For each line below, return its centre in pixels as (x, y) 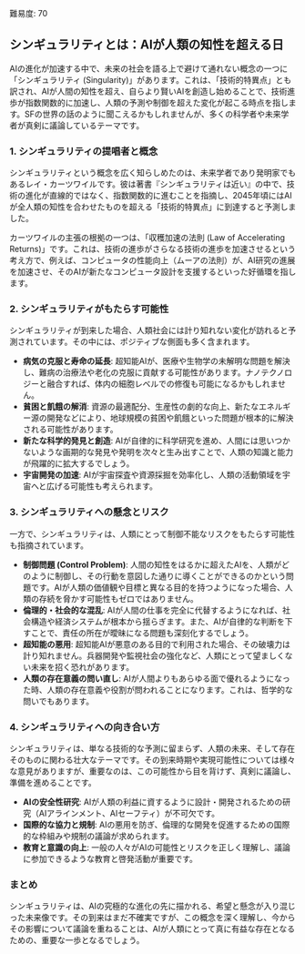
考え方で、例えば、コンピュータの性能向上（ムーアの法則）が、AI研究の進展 (152, 260)
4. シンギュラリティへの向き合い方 (85, 726)
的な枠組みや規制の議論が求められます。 (98, 836)
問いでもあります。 (58, 701)
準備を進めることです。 (53, 782)
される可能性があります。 (70, 430)
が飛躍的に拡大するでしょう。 (78, 463)
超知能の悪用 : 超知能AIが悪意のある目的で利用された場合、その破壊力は (157, 644)
